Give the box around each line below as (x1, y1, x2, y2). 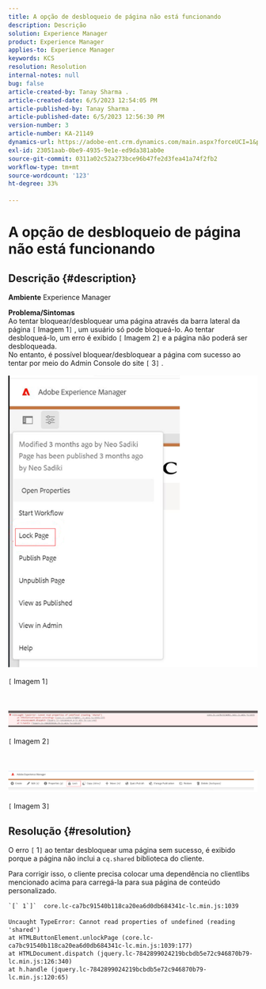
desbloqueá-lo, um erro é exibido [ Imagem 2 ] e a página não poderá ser (8, 333, 248, 342)
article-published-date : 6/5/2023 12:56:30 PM (8, 113, 165, 121)
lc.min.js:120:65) (8, 973, 69, 981)
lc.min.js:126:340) (8, 957, 73, 965)
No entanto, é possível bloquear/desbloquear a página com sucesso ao (8, 350, 241, 359)
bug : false (8, 79, 44, 87)
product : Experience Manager (8, 38, 104, 46)
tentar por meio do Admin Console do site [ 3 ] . (8, 359, 164, 367)
